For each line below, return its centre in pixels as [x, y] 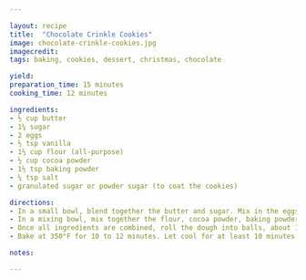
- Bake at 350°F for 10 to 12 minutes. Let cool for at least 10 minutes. [154, 237]
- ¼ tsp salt [34, 177]
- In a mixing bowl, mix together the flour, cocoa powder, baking [140, 220]
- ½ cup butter [38, 118]
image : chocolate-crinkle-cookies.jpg [83, 43]
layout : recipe [38, 26]
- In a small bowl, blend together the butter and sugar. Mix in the [144, 211]
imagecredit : [34, 51]
